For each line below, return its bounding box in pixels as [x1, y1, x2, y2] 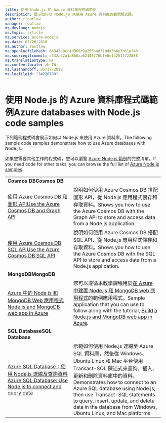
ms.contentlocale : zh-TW [5, 62, 56, 67]
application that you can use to [73, 301, 145, 308]
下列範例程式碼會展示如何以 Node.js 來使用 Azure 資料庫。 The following [5, 134, 152, 140]
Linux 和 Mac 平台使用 [91, 357, 143, 364]
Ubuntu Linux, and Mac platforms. [73, 410, 152, 417]
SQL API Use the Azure [7, 246, 60, 253]
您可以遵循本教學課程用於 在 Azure [73, 280, 153, 287]
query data [7, 389, 33, 396]
